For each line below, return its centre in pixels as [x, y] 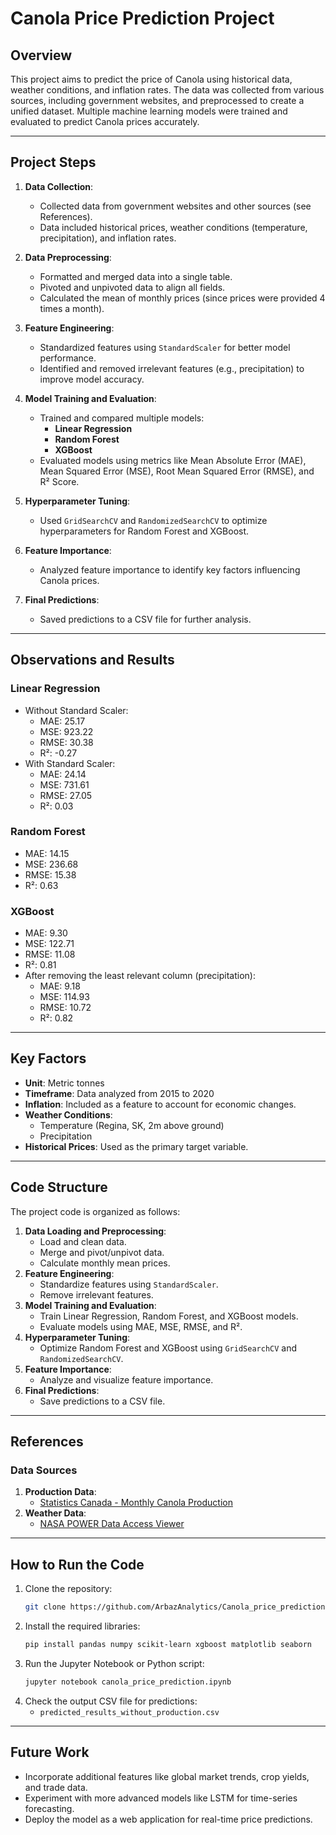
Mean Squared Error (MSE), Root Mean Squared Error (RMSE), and [177, 471]
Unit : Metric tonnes [64, 1083]
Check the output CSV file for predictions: [111, 1701]
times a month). [72, 308]
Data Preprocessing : [68, 257]
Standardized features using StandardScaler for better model [165, 347]
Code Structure [59, 1187]
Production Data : [60, 1492]
